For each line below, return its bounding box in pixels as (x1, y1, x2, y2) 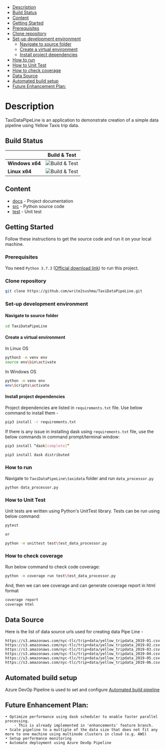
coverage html (5, 602, 35, 607)
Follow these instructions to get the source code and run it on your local (5, 236, 152, 242)
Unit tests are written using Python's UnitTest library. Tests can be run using (5, 508, 160, 514)
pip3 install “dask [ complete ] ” (5, 443, 70, 448)
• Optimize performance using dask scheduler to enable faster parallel (5, 714, 158, 719)
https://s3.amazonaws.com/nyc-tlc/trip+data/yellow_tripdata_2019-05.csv (5, 656, 161, 661)
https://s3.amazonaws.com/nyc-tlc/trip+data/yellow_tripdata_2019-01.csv (5, 638, 161, 643)
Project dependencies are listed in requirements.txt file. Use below (5, 405, 143, 410)
